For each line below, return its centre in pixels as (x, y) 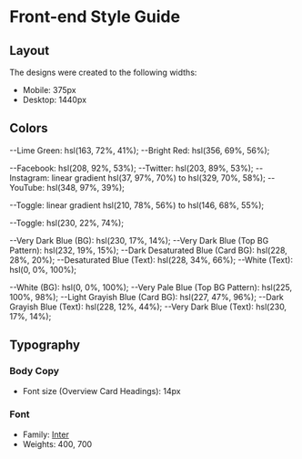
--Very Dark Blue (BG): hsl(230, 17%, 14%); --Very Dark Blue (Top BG (139, 240)
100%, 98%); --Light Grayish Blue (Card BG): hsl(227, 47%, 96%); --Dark (147, 297)
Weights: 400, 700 (57, 443)
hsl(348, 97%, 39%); (86, 187)
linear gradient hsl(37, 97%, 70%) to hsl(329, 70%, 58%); (158, 177)
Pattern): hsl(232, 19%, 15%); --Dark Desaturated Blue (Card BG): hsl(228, (149, 250)
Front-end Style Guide (95, 17)
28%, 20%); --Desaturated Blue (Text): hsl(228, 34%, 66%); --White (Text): (151, 260)
